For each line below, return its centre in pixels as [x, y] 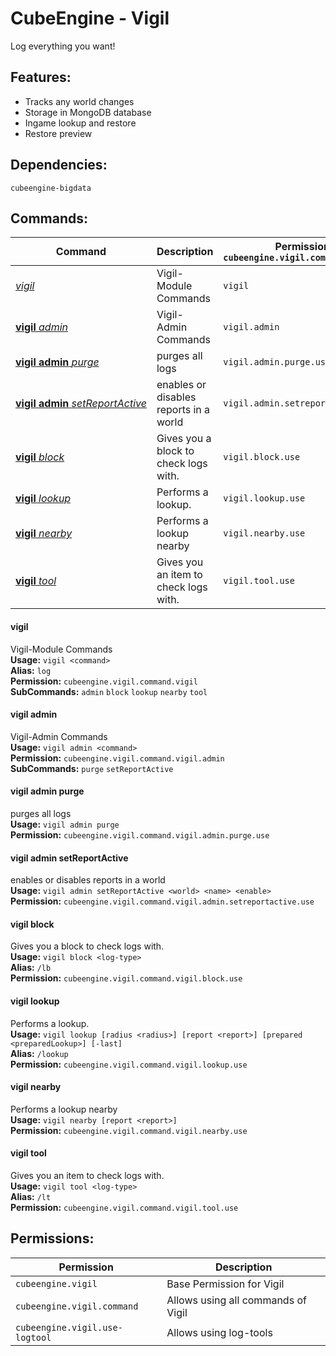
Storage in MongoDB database [88, 112]
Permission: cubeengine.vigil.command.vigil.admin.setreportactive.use [162, 901]
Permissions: [52, 1238]
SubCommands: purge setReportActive [92, 768]
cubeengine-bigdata [51, 188]
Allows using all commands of [236, 1300]
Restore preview [58, 133]
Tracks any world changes [79, 101]
